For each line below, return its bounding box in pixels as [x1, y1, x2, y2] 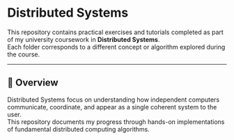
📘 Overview [7, 77, 58, 88]
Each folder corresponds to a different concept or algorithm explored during [7, 42, 226, 51]
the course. [7, 50, 40, 59]
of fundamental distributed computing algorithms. [7, 125, 150, 133]
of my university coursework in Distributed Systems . [7, 35, 160, 43]
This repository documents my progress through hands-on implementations [7, 117, 225, 126]
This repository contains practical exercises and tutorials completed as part [7, 28, 224, 36]
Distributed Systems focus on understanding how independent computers [7, 95, 220, 104]
